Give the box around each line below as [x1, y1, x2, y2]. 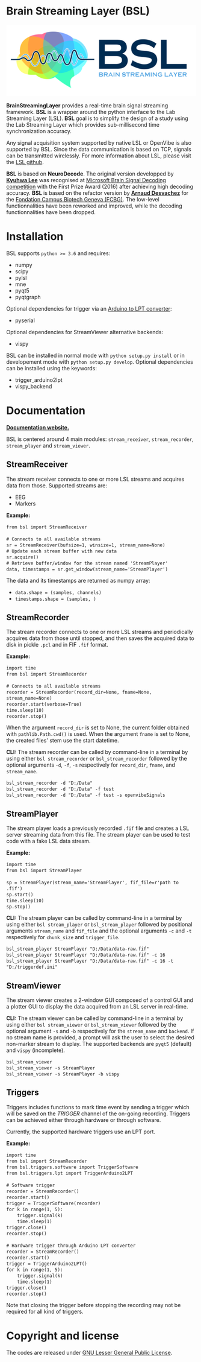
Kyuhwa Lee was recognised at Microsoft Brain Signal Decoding [6, 176, 167, 183]
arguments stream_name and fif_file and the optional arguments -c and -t [6, 927, 192, 934]
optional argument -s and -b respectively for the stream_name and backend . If [6, 1027, 194, 1035]
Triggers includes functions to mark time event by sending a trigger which [6, 1103, 190, 1110]
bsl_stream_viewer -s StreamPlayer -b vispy [6, 1071, 120, 1077]
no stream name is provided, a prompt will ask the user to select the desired [6, 1034, 194, 1041]
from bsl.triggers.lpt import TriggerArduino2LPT [6, 1170, 134, 1176]
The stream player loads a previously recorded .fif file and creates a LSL [6, 825, 190, 832]
